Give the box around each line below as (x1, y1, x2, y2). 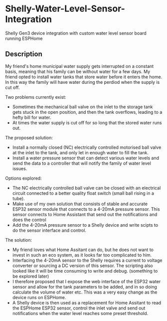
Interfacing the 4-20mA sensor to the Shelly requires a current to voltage (12, 257, 163, 263)
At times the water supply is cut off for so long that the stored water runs (12, 119, 162, 125)
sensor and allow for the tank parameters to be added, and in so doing (12, 284, 157, 290)
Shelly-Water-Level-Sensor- (5, 3, 126, 14)
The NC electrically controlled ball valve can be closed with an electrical (12, 185, 161, 191)
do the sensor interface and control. (12, 227, 86, 233)
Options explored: (5, 175, 42, 181)
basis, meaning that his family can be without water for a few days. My (5, 68, 151, 74)
